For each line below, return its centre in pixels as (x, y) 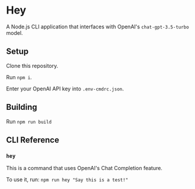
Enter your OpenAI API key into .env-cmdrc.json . (65, 89)
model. (14, 32)
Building (22, 107)
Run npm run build (29, 121)
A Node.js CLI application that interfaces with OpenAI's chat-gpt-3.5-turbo (97, 27)
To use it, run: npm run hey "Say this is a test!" (67, 180)
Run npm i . (19, 77)
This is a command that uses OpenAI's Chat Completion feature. (84, 168)
